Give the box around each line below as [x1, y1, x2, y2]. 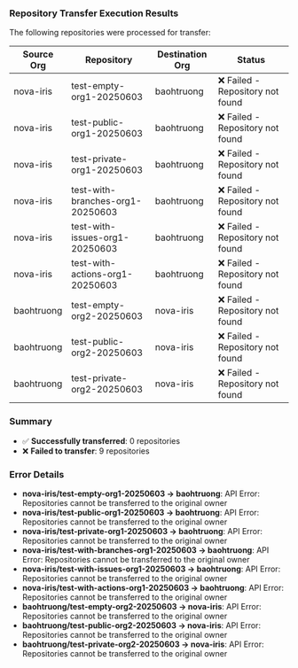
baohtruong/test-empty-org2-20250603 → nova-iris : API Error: [21, 601, 262, 611]
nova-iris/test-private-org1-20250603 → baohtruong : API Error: [21, 525, 263, 536]
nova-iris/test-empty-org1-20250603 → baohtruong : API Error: [21, 488, 260, 499]
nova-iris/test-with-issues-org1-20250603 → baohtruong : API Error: [21, 563, 281, 574]
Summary [9, 416, 53, 428]
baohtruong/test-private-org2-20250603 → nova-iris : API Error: [21, 639, 264, 649]
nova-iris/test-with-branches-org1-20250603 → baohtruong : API [21, 544, 270, 555]
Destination [157, 48, 208, 60]
